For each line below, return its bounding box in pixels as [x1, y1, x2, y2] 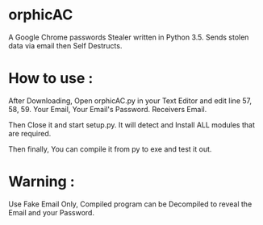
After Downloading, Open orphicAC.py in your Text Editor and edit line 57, [8, 95, 253, 106]
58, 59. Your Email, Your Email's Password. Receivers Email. [8, 104, 207, 114]
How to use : [8, 69, 94, 88]
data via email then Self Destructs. [8, 40, 123, 50]
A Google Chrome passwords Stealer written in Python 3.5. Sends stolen [8, 32, 249, 42]
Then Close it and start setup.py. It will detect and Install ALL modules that [8, 119, 256, 130]
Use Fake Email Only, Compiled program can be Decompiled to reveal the [8, 199, 253, 209]
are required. [8, 128, 52, 138]
